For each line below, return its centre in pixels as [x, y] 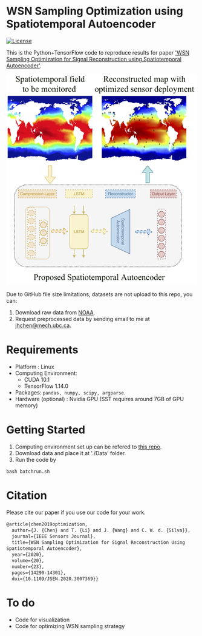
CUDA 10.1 [37, 379]
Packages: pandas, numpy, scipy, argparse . [70, 392]
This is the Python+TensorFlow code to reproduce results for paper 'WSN [98, 52]
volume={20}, [28, 560]
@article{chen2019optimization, [47, 524]
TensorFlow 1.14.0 [46, 386]
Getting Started [46, 430]
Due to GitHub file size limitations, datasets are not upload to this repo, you [99, 294]
